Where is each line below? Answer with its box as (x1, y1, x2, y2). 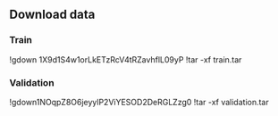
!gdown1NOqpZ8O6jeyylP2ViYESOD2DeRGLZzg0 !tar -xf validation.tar (9, 96, 270, 107)
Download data (9, 7, 96, 22)
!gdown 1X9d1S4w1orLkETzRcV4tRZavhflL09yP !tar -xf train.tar (9, 54, 242, 65)
